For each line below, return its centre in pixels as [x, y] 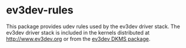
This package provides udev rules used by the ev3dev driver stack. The [93, 26]
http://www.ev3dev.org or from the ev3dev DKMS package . [78, 39]
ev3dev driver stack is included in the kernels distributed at [78, 32]
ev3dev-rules [40, 10]
